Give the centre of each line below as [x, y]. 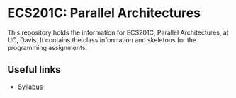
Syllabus [30, 87]
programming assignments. [47, 47]
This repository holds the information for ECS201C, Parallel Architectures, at [118, 32]
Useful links [34, 69]
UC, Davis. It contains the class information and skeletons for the [102, 39]
